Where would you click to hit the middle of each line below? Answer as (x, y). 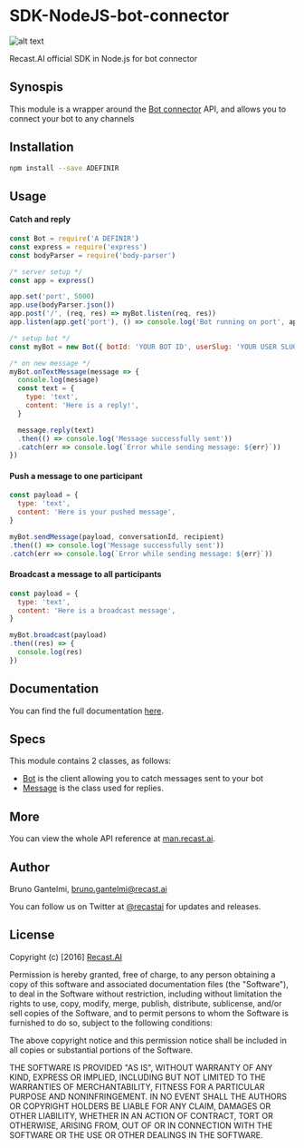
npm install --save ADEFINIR (64, 168)
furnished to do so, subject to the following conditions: (111, 1023)
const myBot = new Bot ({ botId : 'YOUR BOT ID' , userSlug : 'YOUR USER (143, 347)
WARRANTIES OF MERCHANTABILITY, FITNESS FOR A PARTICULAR (137, 1086)
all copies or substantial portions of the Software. (101, 1050)
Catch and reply (40, 220)
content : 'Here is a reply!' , (83, 406)
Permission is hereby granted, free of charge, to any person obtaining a (142, 974)
